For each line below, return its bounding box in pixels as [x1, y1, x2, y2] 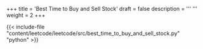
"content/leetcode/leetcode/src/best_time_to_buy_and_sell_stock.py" [6, 30, 180, 37]
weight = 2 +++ [6, 11, 46, 19]
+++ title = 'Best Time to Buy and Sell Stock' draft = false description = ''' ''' [6, 5, 197, 12]
